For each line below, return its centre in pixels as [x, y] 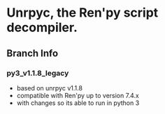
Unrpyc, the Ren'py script [82, 13]
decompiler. [42, 27]
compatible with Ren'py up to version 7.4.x [78, 95]
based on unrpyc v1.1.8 [50, 88]
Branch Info [33, 53]
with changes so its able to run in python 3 [78, 103]
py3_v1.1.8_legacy [38, 73]
